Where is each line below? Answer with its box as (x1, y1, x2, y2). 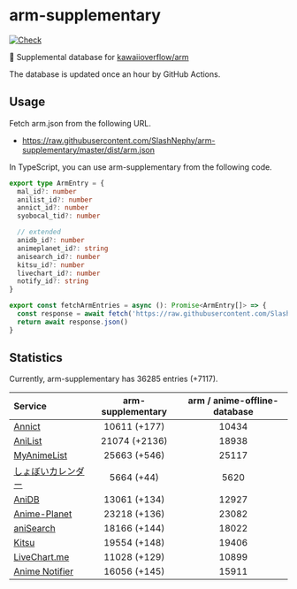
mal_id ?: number (17, 187, 77, 195)
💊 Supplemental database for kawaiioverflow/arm (9, 51, 189, 62)
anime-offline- (212, 394, 279, 407)
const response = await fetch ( (17, 310, 133, 318)
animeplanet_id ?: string (17, 244, 109, 253)
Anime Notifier (13, 565, 73, 578)
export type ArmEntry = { (9, 179, 104, 187)
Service (13, 400, 47, 412)
